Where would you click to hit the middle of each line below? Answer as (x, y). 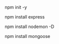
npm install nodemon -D (29, 26)
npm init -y (16, 7)
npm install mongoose (27, 36)
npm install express (25, 17)
